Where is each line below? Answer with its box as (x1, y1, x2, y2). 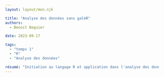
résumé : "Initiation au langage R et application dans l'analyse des (5, 64, 150, 69)
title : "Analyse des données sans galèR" (5, 15, 91, 21)
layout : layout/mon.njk (5, 7, 54, 12)
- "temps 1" (9, 47, 34, 52)
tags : (5, 42, 16, 47)
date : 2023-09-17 (5, 33, 41, 39)
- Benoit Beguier (9, 25, 45, 30)
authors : (5, 20, 23, 25)
